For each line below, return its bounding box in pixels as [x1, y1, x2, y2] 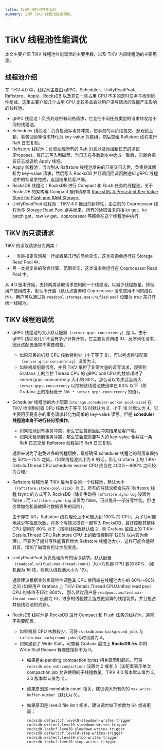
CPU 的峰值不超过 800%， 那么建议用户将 [12, 589, 97, 595]
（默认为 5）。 [55, 691, 83, 698]
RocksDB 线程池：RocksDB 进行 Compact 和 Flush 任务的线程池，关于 [12, 182, 153, 188]
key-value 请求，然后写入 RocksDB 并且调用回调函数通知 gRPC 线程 [21, 170, 158, 176]
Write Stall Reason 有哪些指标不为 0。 [19, 647, 96, 652]
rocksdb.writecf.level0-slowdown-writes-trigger [26, 722, 127, 727]
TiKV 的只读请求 [5, 229, 54, 237]
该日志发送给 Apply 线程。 [12, 158, 65, 164]
